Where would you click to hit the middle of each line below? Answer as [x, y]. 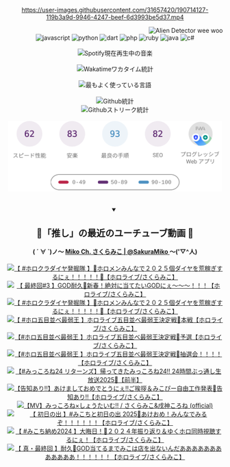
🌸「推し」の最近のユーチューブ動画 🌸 [115, 233]
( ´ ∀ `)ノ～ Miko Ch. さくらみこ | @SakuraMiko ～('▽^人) [115, 252]
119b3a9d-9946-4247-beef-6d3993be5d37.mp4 [115, 17]
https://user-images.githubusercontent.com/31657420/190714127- [115, 10]
